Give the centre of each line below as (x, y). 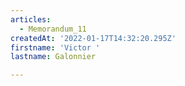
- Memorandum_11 (53, 29)
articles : (31, 19)
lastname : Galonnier (53, 57)
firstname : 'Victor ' (55, 47)
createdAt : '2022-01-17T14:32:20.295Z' (93, 38)
